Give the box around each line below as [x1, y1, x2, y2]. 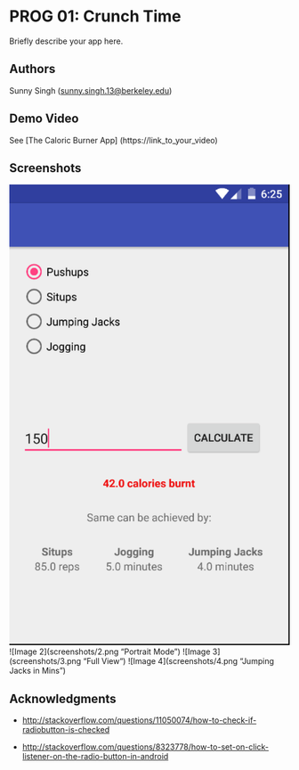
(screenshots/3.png [9, 656, 82, 667]
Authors [9, 61, 56, 77]
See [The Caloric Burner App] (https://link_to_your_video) [9, 135, 218, 145]
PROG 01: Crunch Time [9, 6, 182, 27]
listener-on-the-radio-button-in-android [21, 751, 169, 762]
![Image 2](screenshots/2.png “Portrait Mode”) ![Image [9, 646, 211, 657]
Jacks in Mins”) [9, 666, 67, 676]
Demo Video [9, 111, 79, 127]
